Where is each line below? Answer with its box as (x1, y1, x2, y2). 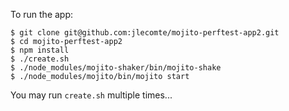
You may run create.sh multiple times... (10, 89, 173, 101)
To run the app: (10, 9, 74, 20)
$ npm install (10, 45, 70, 55)
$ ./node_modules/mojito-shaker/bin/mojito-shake (10, 63, 222, 73)
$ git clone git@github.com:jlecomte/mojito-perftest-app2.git (10, 28, 280, 38)
